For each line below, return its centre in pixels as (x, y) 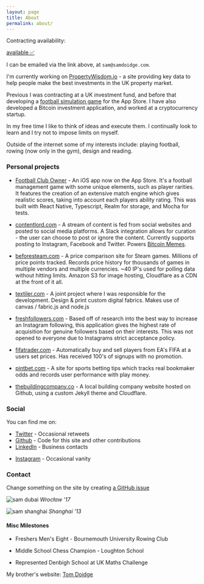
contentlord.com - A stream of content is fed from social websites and (103, 224)
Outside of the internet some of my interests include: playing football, (93, 145)
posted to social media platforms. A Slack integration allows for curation (105, 231)
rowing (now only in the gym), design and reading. (69, 151)
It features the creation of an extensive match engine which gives (97, 193)
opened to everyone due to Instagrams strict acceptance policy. (95, 338)
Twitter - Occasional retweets (52, 434)
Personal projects (33, 167)
